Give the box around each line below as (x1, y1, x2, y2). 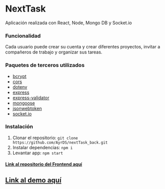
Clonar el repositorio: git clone (12, 135, 78, 141)
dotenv (12, 84, 28, 90)
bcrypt (12, 73, 27, 79)
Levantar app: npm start (12, 150, 63, 156)
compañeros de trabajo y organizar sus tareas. (5, 49, 102, 55)
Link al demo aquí (5, 176, 62, 184)
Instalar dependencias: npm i (12, 144, 73, 150)
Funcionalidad (5, 32, 41, 39)
